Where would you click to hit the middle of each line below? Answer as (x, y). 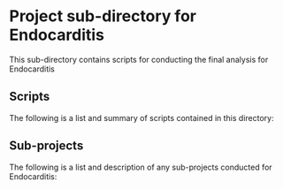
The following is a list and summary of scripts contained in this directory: (141, 117)
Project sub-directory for (103, 16)
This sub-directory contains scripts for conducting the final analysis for (139, 59)
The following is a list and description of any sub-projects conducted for (141, 167)
